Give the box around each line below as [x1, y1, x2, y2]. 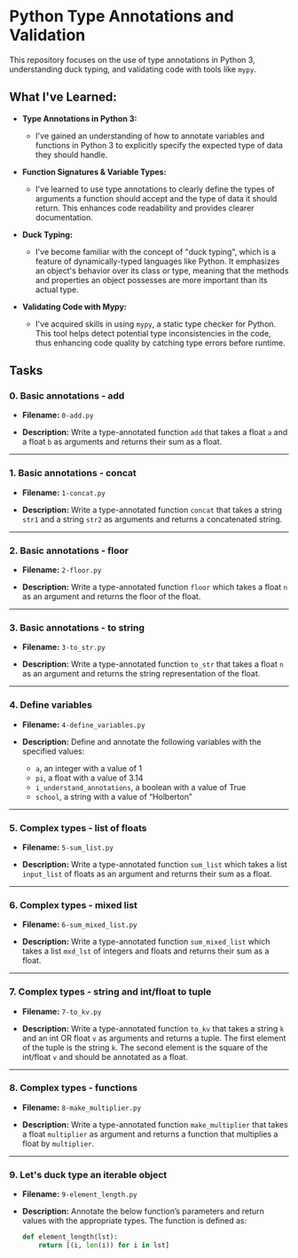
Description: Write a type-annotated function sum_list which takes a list [21, 858, 288, 869]
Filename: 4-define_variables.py [21, 719, 145, 730]
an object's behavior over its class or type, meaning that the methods [35, 265, 289, 276]
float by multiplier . [21, 1138, 95, 1149]
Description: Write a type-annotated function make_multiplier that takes [21, 1119, 288, 1129]
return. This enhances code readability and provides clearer [35, 202, 255, 213]
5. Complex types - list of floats [9, 821, 148, 834]
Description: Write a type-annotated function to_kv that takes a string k [21, 1023, 285, 1033]
